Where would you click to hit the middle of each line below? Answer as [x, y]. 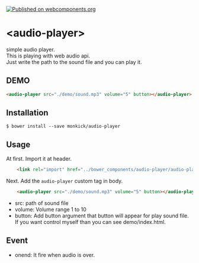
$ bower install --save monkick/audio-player [63, 126]
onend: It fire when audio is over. [55, 255]
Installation [27, 113]
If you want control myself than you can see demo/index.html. [90, 222]
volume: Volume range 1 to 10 [51, 209]
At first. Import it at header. [39, 159]
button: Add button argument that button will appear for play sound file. [102, 216]
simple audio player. [31, 49]
